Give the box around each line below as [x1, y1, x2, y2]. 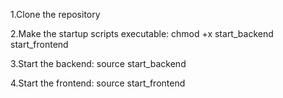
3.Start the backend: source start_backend [10, 58, 187, 69]
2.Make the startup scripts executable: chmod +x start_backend [10, 28, 274, 39]
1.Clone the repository [10, 9, 101, 20]
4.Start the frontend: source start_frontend [10, 77, 186, 89]
